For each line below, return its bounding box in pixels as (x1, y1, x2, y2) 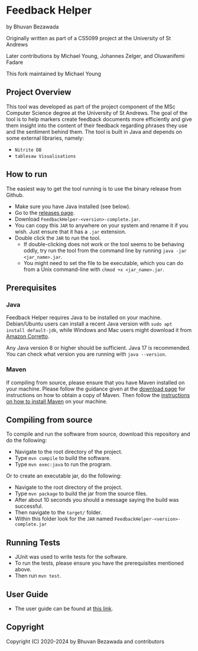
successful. (14, 502, 43, 510)
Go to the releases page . (14, 209, 75, 216)
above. (14, 566, 32, 573)
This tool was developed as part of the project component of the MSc (6, 103, 176, 110)
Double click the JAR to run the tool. (14, 234, 101, 241)
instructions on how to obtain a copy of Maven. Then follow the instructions (6, 391, 190, 398)
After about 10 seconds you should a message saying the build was (14, 497, 179, 504)
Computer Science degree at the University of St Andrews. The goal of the (6, 109, 188, 116)
